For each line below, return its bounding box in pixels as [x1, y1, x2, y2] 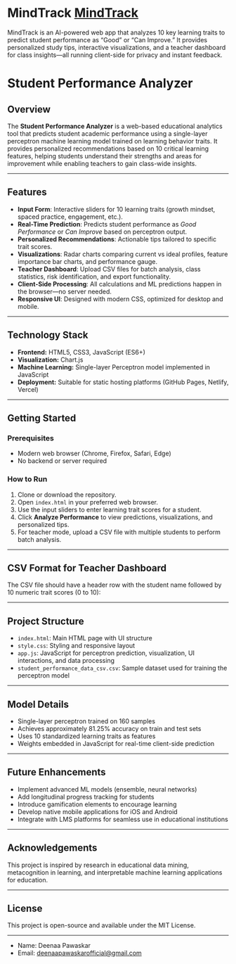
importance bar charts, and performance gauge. [17, 257, 158, 265]
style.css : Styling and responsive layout [17, 642, 136, 650]
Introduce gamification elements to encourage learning [17, 800, 177, 808]
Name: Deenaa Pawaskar [17, 941, 91, 950]
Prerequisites [7, 433, 54, 443]
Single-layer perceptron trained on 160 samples [17, 716, 156, 725]
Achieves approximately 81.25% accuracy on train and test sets [17, 724, 202, 732]
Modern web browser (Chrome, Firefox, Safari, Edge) [17, 449, 171, 458]
